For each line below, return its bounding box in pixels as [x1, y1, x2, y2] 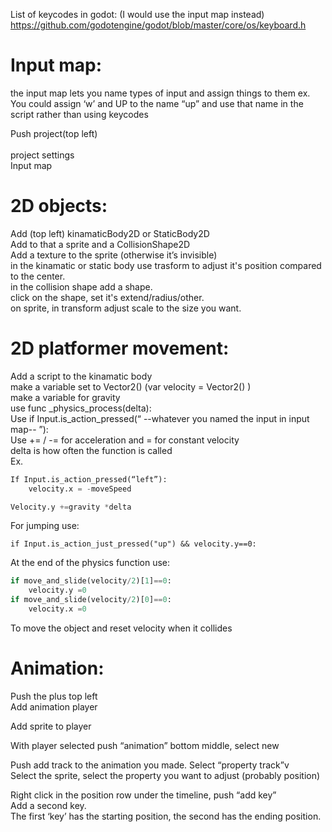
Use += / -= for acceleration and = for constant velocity [10, 434, 240, 446]
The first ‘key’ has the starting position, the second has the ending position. [10, 810, 322, 822]
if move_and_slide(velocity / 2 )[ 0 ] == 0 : [10, 595, 172, 605]
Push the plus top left [10, 690, 98, 702]
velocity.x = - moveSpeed [28, 484, 132, 494]
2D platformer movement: [10, 337, 230, 360]
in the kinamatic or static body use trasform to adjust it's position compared [10, 259, 322, 271]
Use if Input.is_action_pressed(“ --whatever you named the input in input [10, 412, 310, 424]
